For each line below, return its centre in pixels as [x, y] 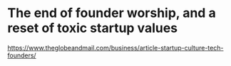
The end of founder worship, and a [112, 13]
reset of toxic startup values [93, 28]
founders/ [22, 55]
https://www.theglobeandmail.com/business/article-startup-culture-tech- [115, 48]
